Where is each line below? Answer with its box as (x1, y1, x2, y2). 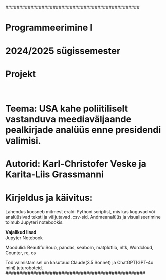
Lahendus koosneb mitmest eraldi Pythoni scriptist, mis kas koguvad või (5, 208, 155, 214)
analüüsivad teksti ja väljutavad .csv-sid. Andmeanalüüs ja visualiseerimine (5, 214, 161, 220)
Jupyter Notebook (5, 235, 43, 241)
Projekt (5, 68, 36, 80)
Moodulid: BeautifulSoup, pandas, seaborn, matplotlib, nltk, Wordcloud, (5, 244, 154, 250)
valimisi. (5, 135, 41, 146)
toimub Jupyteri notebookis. (5, 219, 64, 225)
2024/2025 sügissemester (5, 45, 121, 57)
